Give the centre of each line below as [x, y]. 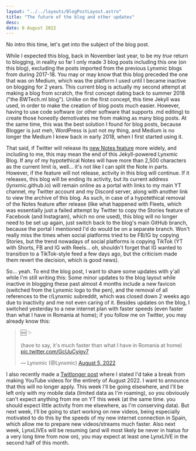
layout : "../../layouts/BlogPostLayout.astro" [64, 11]
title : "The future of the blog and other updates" [70, 17]
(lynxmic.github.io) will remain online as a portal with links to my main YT [94, 186]
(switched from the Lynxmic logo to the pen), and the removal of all [87, 290]
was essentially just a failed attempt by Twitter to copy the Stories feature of [98, 210]
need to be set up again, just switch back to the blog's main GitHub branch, [97, 223]
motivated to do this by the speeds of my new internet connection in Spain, [97, 418]
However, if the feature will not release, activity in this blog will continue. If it [98, 173]
